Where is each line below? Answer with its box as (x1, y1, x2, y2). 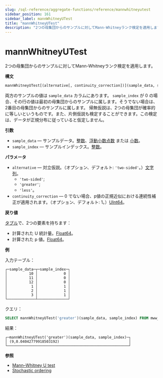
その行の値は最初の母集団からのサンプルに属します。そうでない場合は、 (13, 99, 158, 104)
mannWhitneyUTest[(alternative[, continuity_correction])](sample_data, (5, 83, 155, 88)
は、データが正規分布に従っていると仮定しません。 (5, 117, 107, 122)
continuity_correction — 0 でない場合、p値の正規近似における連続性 (12, 193, 152, 199)
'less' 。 (19, 187, 37, 193)
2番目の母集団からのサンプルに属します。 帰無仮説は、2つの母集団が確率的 (5, 104, 156, 110)
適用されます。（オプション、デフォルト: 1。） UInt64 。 (20, 199, 127, 205)
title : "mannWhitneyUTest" (5, 20, 60, 26)
